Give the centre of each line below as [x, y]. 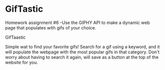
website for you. [21, 62]
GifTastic [24, 9]
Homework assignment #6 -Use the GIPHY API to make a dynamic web [78, 23]
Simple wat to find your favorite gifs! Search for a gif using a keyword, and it [82, 47]
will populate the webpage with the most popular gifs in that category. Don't [82, 52]
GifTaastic [16, 37]
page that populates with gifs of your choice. [51, 27]
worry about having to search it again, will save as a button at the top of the [82, 57]
